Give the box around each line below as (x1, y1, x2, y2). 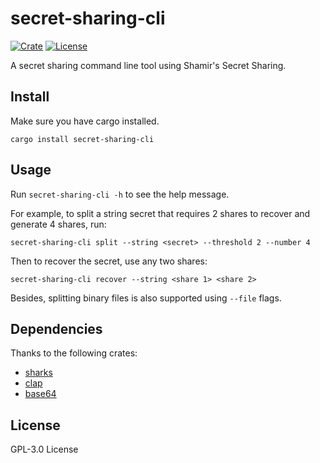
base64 (24, 388, 57, 400)
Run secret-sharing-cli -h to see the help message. (10, 188, 230, 200)
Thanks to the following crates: (10, 347, 138, 359)
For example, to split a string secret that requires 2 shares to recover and (10, 207, 311, 219)
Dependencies (10, 320, 103, 337)
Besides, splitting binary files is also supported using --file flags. (10, 292, 282, 304)
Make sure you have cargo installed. (10, 115, 160, 127)
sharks (24, 367, 53, 379)
